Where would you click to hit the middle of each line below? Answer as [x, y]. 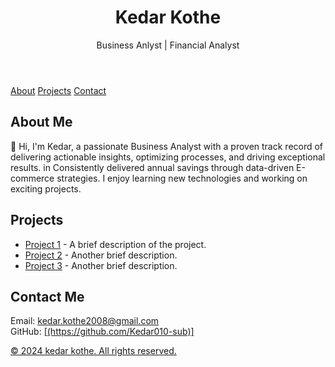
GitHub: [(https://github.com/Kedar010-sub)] [102, 332]
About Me [41, 122]
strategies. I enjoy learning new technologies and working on [182, 178]
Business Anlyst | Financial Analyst [168, 45]
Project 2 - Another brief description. [101, 255]
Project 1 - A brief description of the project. [115, 244]
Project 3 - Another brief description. [101, 265]
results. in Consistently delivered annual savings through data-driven [152, 167]
